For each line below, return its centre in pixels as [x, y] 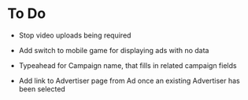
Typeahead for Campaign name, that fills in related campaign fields [128, 65]
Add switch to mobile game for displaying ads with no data [114, 50]
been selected [42, 89]
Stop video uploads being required [75, 35]
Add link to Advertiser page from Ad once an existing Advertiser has [130, 80]
